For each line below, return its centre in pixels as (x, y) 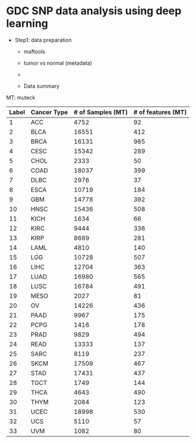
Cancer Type (49, 112)
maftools (34, 51)
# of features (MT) (160, 112)
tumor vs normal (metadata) (58, 63)
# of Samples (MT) (101, 112)
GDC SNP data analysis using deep (94, 11)
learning (27, 23)
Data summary (42, 86)
